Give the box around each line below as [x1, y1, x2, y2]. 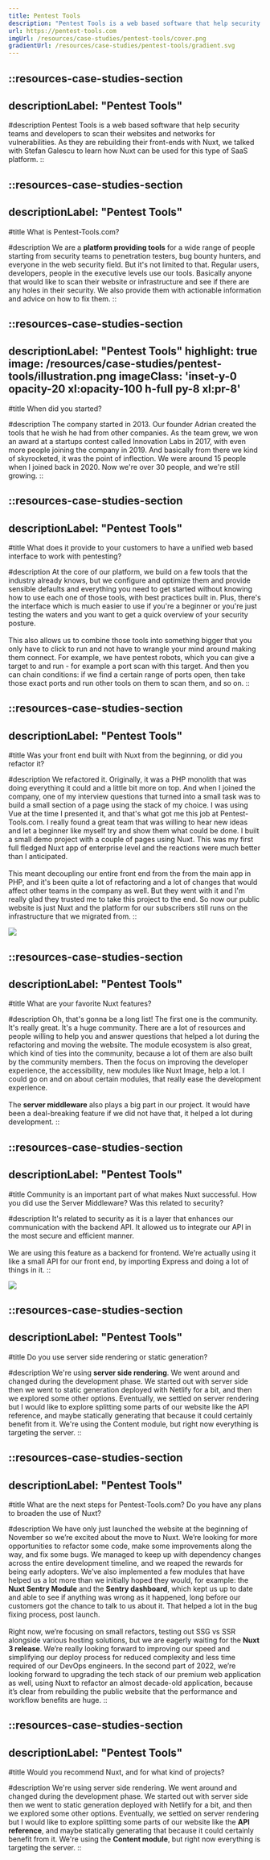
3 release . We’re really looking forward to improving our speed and [8, 1643, 231, 1653]
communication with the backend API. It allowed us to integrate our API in [8, 1222, 252, 1231]
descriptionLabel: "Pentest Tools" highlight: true [8, 344, 258, 359]
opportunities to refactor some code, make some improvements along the [8, 1541, 252, 1551]
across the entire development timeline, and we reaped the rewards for [8, 1558, 243, 1567]
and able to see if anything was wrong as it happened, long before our [8, 1592, 241, 1602]
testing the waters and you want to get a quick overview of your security [8, 609, 249, 619]
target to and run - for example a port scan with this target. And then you [8, 661, 249, 671]
